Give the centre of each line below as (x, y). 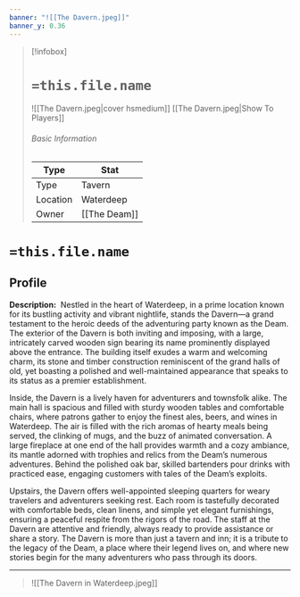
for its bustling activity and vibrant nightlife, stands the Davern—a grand (142, 314)
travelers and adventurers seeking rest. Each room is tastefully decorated (144, 500)
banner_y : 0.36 (37, 26)
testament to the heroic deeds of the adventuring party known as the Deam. (149, 323)
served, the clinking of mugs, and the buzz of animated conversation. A (141, 435)
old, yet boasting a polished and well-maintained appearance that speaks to (149, 370)
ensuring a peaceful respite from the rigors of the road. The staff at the (140, 519)
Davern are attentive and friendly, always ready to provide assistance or (142, 528)
